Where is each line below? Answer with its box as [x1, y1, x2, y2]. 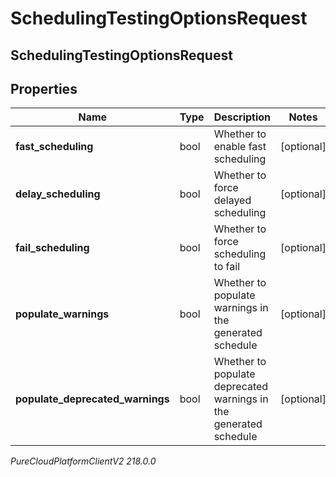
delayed [213, 193, 252, 207]
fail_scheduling [15, 241, 90, 255]
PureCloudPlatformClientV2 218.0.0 [10, 455, 157, 467]
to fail [213, 260, 240, 274]
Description [213, 110, 272, 124]
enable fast [213, 140, 267, 154]
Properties [10, 80, 78, 97]
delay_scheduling [15, 187, 101, 201]
